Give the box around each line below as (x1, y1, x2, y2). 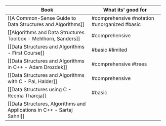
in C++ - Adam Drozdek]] (7, 64, 68, 70)
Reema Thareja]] (7, 92, 47, 99)
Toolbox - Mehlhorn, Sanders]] (7, 35, 81, 42)
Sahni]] (7, 113, 25, 120)
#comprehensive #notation (91, 15, 155, 21)
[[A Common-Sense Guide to (7, 15, 77, 21)
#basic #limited (91, 47, 127, 53)
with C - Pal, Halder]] (7, 78, 58, 85)
